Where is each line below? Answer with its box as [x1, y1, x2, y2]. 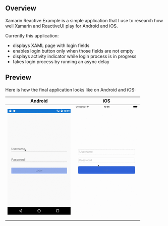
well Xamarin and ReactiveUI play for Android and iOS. [5, 23, 118, 29]
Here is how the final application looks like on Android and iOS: [5, 86, 136, 93]
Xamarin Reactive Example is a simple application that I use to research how [5, 17, 163, 23]
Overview [5, 4, 37, 13]
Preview [5, 73, 32, 82]
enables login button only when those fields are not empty [12, 48, 134, 54]
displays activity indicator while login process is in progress [12, 53, 137, 59]
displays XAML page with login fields [12, 42, 90, 49]
